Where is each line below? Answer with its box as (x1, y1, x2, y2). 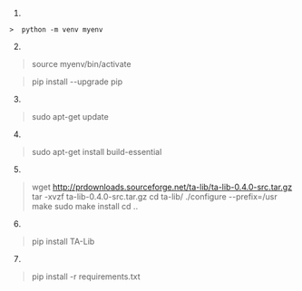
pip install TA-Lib (31, 236, 95, 247)
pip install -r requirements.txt (31, 271, 141, 282)
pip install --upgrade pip (31, 76, 123, 87)
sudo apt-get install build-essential (31, 147, 162, 157)
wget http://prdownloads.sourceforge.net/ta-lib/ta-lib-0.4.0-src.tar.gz (31, 181, 293, 192)
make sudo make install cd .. (31, 201, 139, 211)
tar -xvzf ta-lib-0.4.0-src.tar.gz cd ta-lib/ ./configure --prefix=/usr (31, 191, 278, 202)
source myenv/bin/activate (31, 59, 132, 69)
